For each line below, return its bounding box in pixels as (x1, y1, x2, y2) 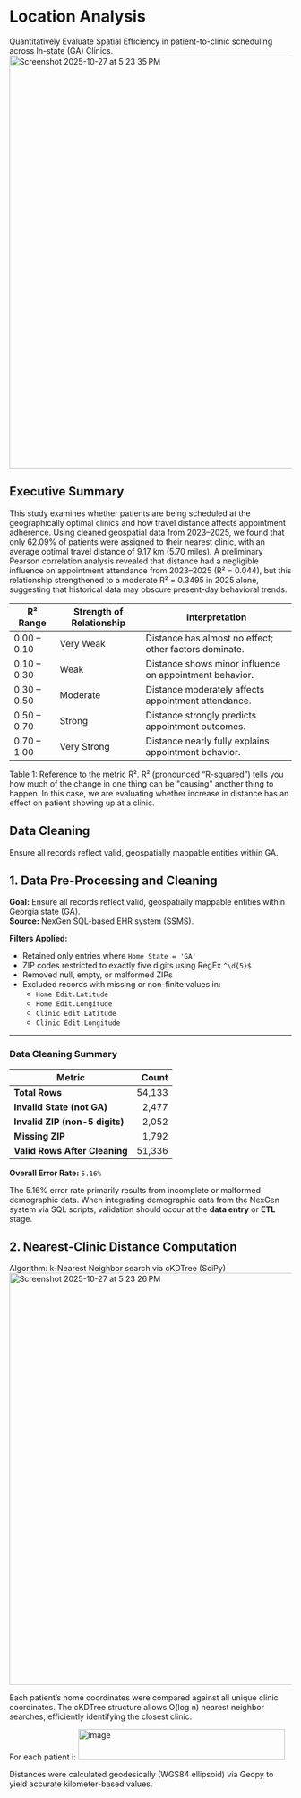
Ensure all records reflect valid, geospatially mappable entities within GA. (9, 847, 279, 857)
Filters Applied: (9, 933, 68, 944)
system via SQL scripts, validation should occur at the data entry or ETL (9, 1203, 276, 1215)
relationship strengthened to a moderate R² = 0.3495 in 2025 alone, (9, 574, 260, 585)
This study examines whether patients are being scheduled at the (9, 508, 251, 519)
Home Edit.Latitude (35, 990, 109, 1000)
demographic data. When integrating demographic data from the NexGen (9, 1194, 280, 1205)
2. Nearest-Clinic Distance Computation (9, 1239, 237, 1255)
